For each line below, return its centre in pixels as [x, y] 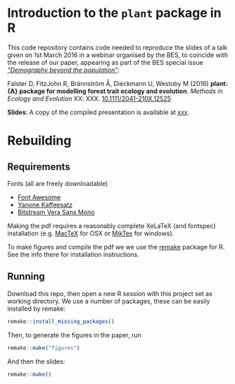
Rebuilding [39, 141]
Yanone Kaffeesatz [45, 204]
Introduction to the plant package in [114, 13]
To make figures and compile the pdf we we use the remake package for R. [116, 247]
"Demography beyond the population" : [64, 70]
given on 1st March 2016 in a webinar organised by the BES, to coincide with [118, 55]
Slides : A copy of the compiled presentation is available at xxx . [99, 112]
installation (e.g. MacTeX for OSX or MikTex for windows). [91, 233]
